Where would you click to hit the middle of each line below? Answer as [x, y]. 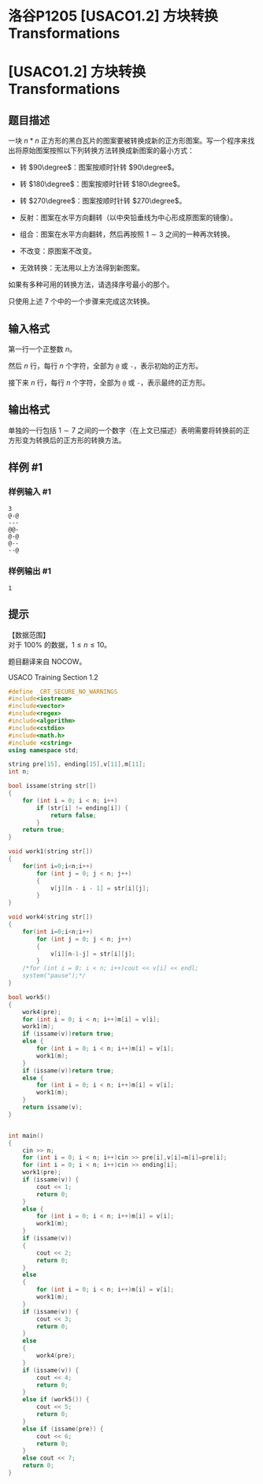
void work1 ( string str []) [50, 852]
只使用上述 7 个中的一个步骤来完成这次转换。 [81, 301]
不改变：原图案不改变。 [57, 251]
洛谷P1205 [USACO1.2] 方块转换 [113, 16]
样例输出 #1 [30, 571]
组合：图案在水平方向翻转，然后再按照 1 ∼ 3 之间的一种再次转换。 [127, 234]
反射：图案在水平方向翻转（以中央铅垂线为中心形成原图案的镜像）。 [128, 218]
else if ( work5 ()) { [56, 1400]
